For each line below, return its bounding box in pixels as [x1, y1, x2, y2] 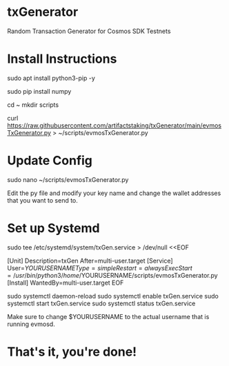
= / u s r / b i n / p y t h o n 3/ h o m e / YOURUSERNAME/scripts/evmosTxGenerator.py [7, 271, 219, 279]
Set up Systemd [7, 221, 100, 236]
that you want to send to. [7, 196, 78, 204]
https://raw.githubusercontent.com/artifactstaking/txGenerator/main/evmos [7, 121, 222, 130]
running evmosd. [7, 320, 55, 328]
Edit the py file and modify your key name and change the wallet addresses [7, 189, 221, 197]
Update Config [7, 153, 93, 169]
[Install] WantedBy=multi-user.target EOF [7, 278, 124, 287]
